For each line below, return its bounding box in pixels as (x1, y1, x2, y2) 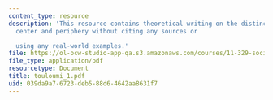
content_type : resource (8, 11, 89, 20)
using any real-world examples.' (15, 41, 129, 50)
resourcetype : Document (8, 64, 89, 73)
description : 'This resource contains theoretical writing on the (8, 20, 238, 28)
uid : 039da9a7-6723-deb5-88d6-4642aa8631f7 (8, 79, 158, 88)
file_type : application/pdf (8, 57, 104, 65)
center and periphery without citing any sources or (15, 27, 198, 35)
